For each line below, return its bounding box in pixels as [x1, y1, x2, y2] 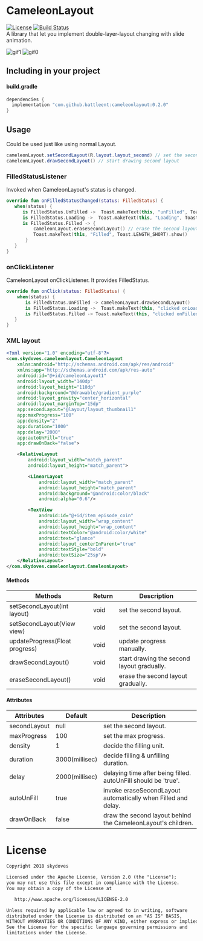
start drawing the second [118, 654, 190, 663]
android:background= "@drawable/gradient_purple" [17, 389, 142, 396]
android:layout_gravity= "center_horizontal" [17, 395, 131, 401]
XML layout [6, 337, 40, 345]
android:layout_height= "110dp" [17, 384, 96, 390]
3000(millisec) [55, 755, 98, 764]
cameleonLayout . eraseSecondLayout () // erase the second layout [33, 226, 199, 232]
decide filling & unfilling [103, 751, 170, 760]
